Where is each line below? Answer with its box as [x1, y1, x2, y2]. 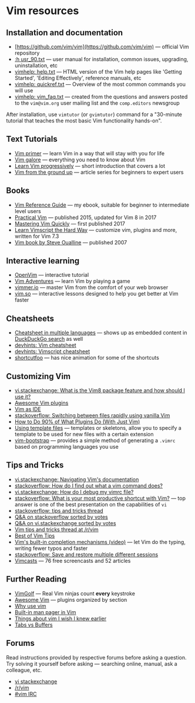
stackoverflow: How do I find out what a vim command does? [14, 482, 163, 489]
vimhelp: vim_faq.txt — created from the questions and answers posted [14, 93, 188, 100]
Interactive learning [6, 256, 80, 266]
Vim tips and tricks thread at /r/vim [14, 526, 99, 533]
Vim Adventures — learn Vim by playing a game [14, 278, 130, 285]
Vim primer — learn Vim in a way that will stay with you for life [14, 150, 165, 157]
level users [14, 207, 41, 214]
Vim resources [6, 4, 79, 18]
